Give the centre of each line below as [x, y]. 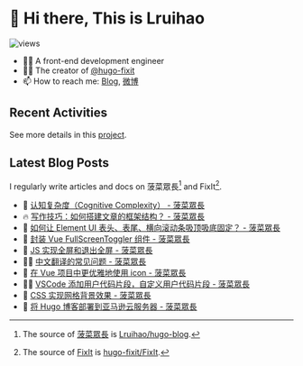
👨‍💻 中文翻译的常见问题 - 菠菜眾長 [84, 261]
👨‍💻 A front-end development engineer [93, 60]
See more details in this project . [68, 134]
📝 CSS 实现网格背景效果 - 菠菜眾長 [87, 296]
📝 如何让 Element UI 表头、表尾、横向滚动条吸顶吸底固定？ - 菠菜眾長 [151, 228]
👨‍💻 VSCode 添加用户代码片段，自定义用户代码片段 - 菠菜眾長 [136, 284]
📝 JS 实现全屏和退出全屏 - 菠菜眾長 [87, 251]
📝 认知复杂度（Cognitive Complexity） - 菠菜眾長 [114, 206]
